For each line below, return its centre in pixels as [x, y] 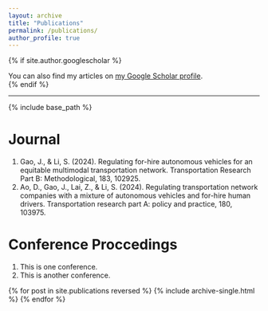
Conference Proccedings [93, 245]
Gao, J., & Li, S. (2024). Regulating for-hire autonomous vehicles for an [136, 162]
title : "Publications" [46, 23]
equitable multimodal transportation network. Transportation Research [135, 170]
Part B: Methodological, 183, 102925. [80, 179]
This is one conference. [59, 267]
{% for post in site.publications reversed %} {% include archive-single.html [132, 291]
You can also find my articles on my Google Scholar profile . [106, 76]
